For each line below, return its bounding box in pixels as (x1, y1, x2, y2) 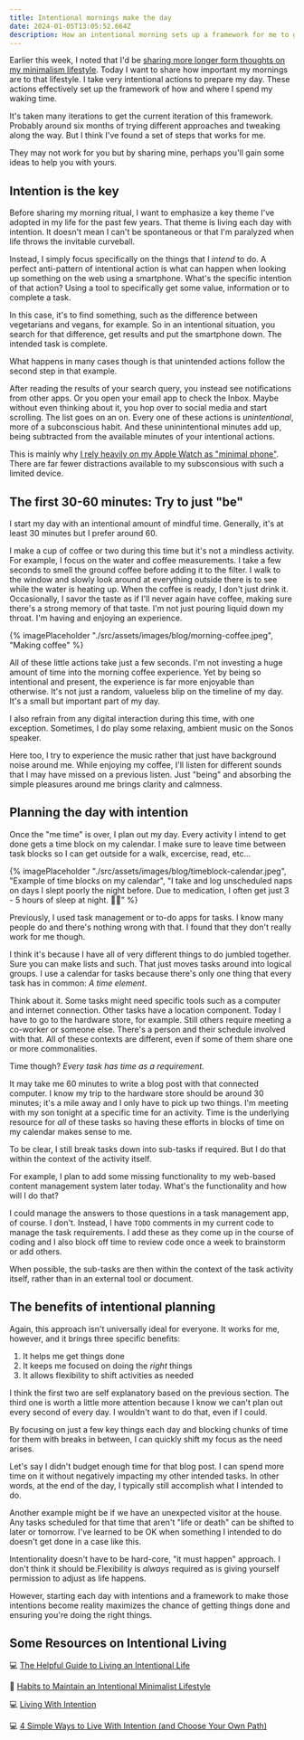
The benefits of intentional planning (9, 1300, 215, 1315)
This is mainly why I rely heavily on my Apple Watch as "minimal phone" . (9, 449, 279, 459)
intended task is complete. (9, 338, 109, 349)
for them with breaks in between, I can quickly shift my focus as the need (9, 1433, 283, 1444)
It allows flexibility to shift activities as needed (22, 1369, 195, 1380)
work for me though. (9, 931, 86, 941)
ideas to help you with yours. (9, 157, 118, 168)
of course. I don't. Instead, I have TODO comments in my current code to (9, 1217, 274, 1228)
